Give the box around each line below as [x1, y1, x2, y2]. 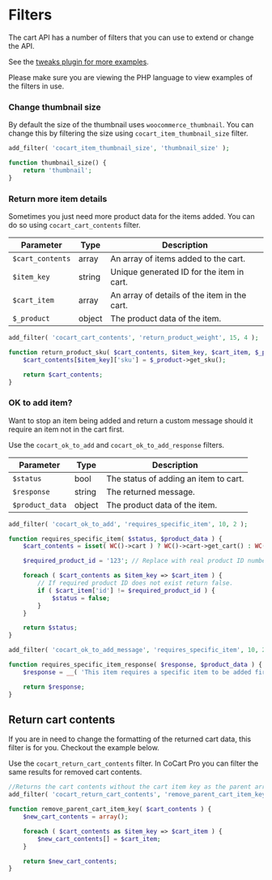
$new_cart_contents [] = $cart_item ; [37, 835, 161, 843]
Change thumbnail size [8, 101, 101, 113]
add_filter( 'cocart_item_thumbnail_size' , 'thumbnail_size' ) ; [8, 144, 230, 152]
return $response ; [23, 683, 85, 691]
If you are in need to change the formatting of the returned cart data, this [8, 734, 252, 744]
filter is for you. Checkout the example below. [8, 743, 159, 753]
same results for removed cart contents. [8, 767, 142, 777]
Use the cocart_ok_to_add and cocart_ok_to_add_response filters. [8, 440, 225, 449]
